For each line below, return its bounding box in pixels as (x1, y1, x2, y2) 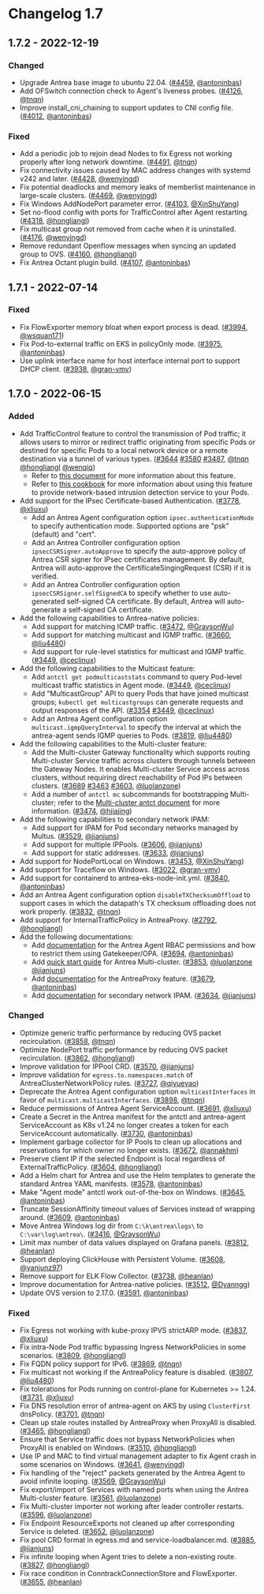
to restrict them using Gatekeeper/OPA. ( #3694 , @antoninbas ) (31, 949, 234, 958)
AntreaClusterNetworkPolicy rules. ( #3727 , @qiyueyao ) (19, 1078, 199, 1087)
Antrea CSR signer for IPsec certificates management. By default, (31, 554, 244, 564)
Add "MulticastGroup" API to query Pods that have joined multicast (31, 688, 249, 698)
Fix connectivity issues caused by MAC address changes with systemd (19, 166, 251, 175)
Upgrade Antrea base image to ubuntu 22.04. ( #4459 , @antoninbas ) (19, 77, 243, 87)
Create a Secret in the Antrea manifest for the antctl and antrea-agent (19, 1112, 246, 1121)
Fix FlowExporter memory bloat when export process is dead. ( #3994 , (19, 322, 248, 331)
